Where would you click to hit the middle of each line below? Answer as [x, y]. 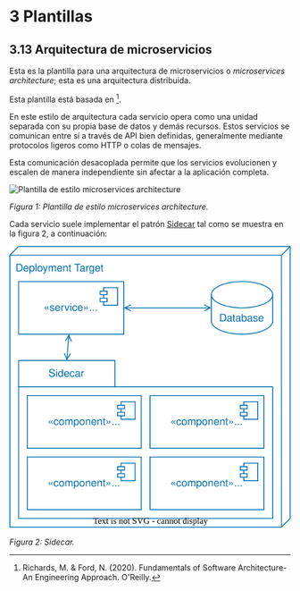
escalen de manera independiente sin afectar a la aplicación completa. [139, 172]
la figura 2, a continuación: [58, 233]
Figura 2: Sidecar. [42, 542]
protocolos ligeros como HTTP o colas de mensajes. [105, 145]
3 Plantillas [51, 17]
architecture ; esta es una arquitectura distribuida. [100, 80]
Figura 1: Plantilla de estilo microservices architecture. [109, 207]
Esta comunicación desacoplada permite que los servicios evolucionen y [143, 162]
